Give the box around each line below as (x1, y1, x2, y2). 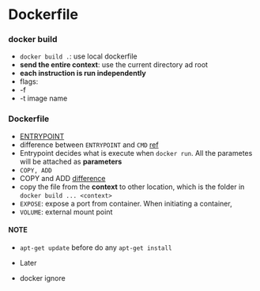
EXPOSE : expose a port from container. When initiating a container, (19, 198, 232, 208)
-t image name (19, 93, 68, 104)
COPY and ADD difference (19, 173, 106, 183)
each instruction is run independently (19, 69, 146, 78)
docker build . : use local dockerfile (19, 51, 138, 61)
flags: (19, 77, 39, 86)
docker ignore (19, 273, 66, 282)
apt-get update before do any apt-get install (19, 243, 172, 252)
